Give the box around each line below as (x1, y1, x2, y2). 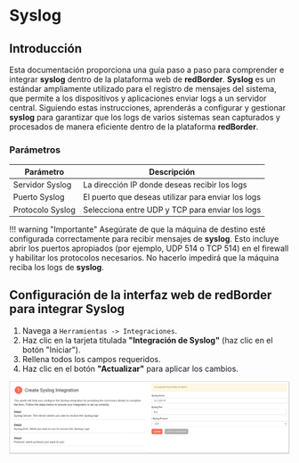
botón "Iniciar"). (21, 344, 81, 355)
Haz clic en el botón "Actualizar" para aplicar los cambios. (21, 363, 238, 374)
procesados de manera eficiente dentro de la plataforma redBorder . (9, 121, 259, 132)
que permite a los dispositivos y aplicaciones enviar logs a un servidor (9, 93, 267, 103)
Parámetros (9, 144, 61, 156)
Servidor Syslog (12, 179, 72, 190)
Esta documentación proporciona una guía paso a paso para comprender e (9, 64, 285, 75)
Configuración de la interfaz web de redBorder (9, 287, 272, 303)
